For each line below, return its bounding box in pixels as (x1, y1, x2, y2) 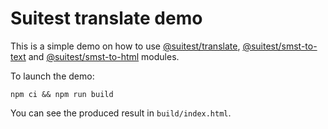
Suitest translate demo (10, 7, 203, 30)
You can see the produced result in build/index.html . (10, 107, 232, 119)
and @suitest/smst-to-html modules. (28, 50, 180, 62)
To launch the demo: (10, 70, 95, 82)
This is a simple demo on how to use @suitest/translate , (10, 40, 241, 52)
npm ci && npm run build (10, 89, 114, 99)
